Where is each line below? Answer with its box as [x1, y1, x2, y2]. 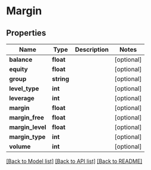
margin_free [9, 114, 45, 121]
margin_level [9, 123, 46, 131]
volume [9, 143, 31, 150]
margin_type [9, 133, 46, 141]
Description [75, 46, 109, 53]
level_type [9, 84, 40, 93]
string [52, 75, 70, 83]
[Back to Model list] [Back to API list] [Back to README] [6, 158, 143, 165]
